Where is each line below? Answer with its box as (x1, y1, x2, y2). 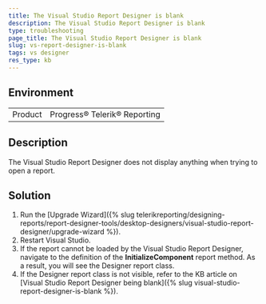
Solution (8, 189, 51, 202)
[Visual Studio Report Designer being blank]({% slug (19, 278, 193, 288)
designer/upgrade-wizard (19, 227, 105, 237)
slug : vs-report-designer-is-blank (8, 42, 127, 50)
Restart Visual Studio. (19, 235, 91, 245)
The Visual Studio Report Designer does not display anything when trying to (8, 157, 258, 166)
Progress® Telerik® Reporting (50, 109, 161, 120)
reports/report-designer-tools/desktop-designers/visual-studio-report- (19, 218, 254, 228)
